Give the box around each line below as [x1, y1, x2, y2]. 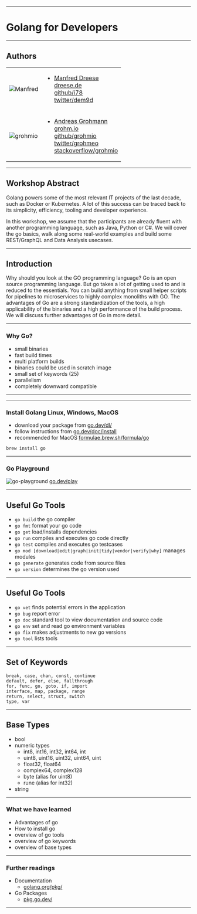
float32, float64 [23, 760, 62, 767]
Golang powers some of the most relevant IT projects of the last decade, [6, 194, 181, 201]
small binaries [14, 345, 49, 352]
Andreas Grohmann [53, 117, 108, 125]
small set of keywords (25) [14, 370, 79, 377]
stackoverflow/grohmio [53, 146, 118, 154]
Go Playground [6, 464, 50, 473]
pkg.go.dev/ [23, 896, 53, 903]
